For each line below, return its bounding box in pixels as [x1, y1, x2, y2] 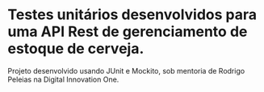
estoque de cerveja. [7, 40, 145, 58]
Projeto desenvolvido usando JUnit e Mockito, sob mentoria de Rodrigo [7, 66, 245, 75]
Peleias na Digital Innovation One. [7, 74, 119, 84]
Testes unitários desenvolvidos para [7, 6, 258, 24]
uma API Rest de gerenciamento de [7, 22, 248, 41]
